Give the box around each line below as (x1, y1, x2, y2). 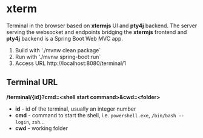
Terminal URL (6, 77, 58, 88)
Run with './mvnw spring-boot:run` (15, 53, 101, 60)
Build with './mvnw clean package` (15, 46, 101, 53)
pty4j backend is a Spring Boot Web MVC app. (6, 35, 123, 42)
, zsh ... (28, 118, 45, 125)
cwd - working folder (15, 124, 68, 132)
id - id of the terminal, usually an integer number (15, 105, 136, 112)
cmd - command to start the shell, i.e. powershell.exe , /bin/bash (15, 111, 176, 119)
